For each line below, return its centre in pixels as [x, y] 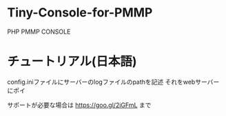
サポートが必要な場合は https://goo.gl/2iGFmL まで [79, 105]
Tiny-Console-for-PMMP [80, 13]
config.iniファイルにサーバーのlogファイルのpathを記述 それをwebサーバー [113, 82]
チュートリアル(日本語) [72, 61]
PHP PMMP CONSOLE [39, 32]
